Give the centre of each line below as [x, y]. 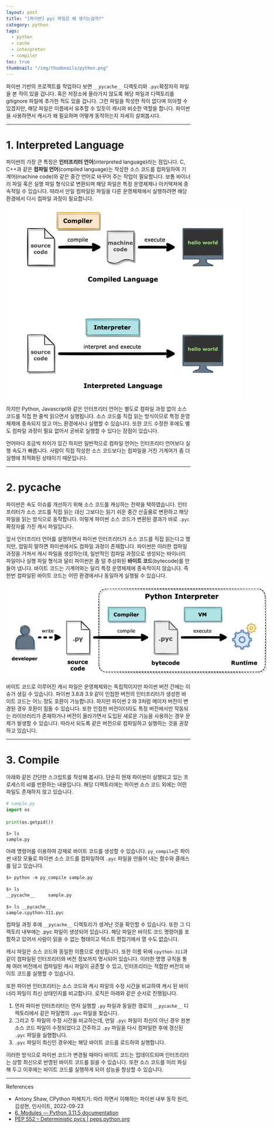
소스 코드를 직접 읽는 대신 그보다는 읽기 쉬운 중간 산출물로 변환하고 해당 [107, 512]
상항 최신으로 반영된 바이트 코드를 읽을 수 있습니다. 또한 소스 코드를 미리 [94, 1062]
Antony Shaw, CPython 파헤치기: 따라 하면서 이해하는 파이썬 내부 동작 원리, [101, 1099]
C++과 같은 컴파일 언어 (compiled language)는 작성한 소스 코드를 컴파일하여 [93, 169]
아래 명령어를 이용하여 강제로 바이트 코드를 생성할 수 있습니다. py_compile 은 [93, 851]
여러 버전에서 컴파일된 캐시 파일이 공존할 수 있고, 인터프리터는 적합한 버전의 [98, 966]
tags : [13, 31]
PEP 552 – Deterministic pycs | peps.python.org [72, 1119]
